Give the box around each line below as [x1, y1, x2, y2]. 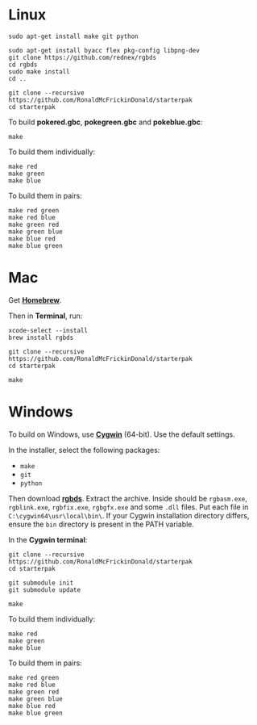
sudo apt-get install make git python [8, 32, 139, 40]
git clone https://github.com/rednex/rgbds [8, 53, 157, 61]
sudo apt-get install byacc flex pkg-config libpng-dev [8, 46, 200, 54]
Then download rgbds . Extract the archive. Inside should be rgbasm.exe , [8, 493, 247, 503]
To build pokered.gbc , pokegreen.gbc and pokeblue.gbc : [8, 117, 203, 127]
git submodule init [8, 579, 74, 587]
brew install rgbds [8, 333, 74, 342]
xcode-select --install [8, 326, 89, 334]
